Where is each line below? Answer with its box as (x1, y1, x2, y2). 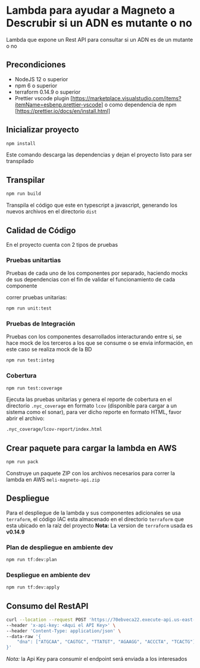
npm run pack (6, 459, 39, 465)
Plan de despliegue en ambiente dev (6, 543, 113, 551)
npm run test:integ (6, 357, 55, 363)
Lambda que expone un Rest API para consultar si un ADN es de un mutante (6, 36, 193, 43)
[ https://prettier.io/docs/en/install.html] (14, 107, 111, 114)
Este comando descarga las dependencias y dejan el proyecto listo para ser (6, 151, 192, 158)
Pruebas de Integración (6, 320, 76, 328)
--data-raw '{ (6, 633, 42, 639)
